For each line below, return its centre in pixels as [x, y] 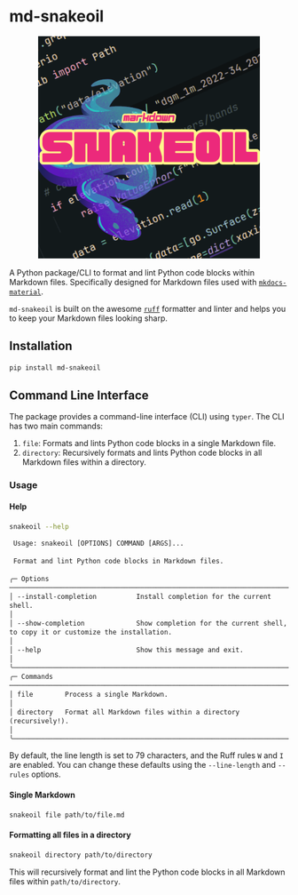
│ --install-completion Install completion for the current [141, 597]
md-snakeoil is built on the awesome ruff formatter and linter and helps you [148, 308]
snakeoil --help [39, 526]
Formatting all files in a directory [70, 835]
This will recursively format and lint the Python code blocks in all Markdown [147, 872]
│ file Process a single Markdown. [89, 695]
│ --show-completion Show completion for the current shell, [149, 624]
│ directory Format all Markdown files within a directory [125, 713]
